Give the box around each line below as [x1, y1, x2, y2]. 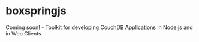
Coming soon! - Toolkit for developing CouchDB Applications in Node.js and [5, 24, 193, 31]
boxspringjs [5, 4, 67, 18]
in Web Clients [5, 30, 41, 37]
